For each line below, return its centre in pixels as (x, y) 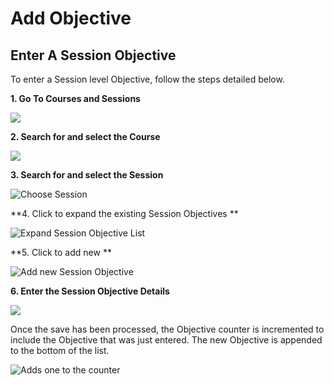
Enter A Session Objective (93, 55)
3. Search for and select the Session (87, 175)
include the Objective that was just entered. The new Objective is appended (166, 340)
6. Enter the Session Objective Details (90, 291)
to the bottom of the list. (60, 350)
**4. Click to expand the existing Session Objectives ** (124, 213)
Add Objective (71, 18)
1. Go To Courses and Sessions (75, 98)
